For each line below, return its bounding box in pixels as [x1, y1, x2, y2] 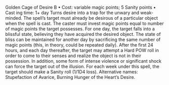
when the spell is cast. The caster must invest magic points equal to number [5, 20, 164, 26]
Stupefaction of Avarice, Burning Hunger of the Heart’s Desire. [5, 74, 136, 80]
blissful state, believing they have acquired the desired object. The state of [5, 31, 161, 37]
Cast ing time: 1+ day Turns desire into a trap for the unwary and [5, 10, 140, 16]
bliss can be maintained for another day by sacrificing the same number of [5, 36, 161, 42]
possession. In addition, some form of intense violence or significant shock [5, 58, 162, 64]
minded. [5, 15, 23, 21]
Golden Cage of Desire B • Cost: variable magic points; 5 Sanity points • [5, 5, 156, 10]
